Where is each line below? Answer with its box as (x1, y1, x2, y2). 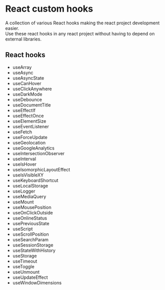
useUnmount (12, 269, 40, 275)
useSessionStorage (12, 242, 54, 248)
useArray (12, 64, 32, 70)
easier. (5, 25, 19, 31)
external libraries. (5, 36, 42, 42)
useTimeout (12, 258, 37, 264)
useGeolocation (12, 139, 46, 146)
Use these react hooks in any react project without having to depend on (5, 30, 155, 37)
